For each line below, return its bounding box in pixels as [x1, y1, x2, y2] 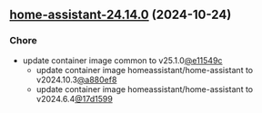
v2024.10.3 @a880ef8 [35, 74, 117, 85]
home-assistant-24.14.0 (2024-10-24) [9, 7, 232, 23]
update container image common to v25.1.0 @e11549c [22, 54, 223, 66]
